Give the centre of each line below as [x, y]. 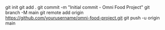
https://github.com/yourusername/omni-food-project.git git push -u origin [82, 18]
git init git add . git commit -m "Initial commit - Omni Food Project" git [77, 7]
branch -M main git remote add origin [44, 12]
